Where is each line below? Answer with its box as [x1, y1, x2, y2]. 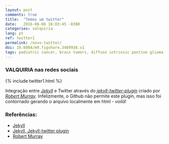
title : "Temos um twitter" [5, 17, 65, 22]
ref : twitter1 [5, 36, 35, 41]
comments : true [5, 12, 37, 17]
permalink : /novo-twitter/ [5, 40, 62, 45]
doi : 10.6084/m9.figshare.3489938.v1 [5, 45, 85, 50]
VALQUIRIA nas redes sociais [5, 66, 78, 73]
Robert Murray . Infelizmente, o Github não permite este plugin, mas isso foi [5, 93, 161, 99]
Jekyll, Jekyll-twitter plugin [12, 128, 69, 134]
